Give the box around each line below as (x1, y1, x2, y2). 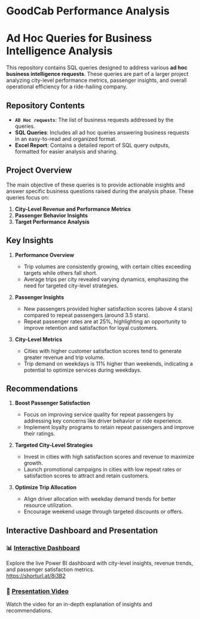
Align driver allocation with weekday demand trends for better (23, 495, 176, 502)
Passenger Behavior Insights (14, 212, 88, 219)
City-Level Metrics (14, 336, 63, 343)
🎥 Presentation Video (6, 587, 69, 595)
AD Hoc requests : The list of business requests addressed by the (14, 116, 174, 123)
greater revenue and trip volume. (23, 354, 105, 361)
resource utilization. (23, 502, 73, 509)
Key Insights (6, 235, 54, 246)
